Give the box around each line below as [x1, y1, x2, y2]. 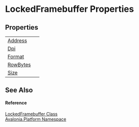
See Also [5, 86, 33, 94]
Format [7, 53, 24, 60]
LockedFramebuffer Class [5, 111, 58, 117]
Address [7, 37, 27, 44]
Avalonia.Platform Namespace [5, 116, 67, 122]
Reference [5, 100, 27, 106]
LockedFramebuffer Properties [5, 3, 134, 15]
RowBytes [7, 61, 31, 68]
